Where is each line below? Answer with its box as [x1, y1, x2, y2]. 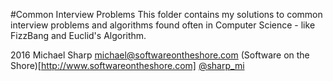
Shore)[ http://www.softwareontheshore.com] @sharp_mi [10, 60, 245, 71]
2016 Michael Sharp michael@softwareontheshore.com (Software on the [10, 49, 310, 61]
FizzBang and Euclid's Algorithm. [10, 30, 147, 41]
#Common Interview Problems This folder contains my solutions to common [10, 9, 323, 20]
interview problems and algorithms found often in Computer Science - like [10, 19, 316, 31]
